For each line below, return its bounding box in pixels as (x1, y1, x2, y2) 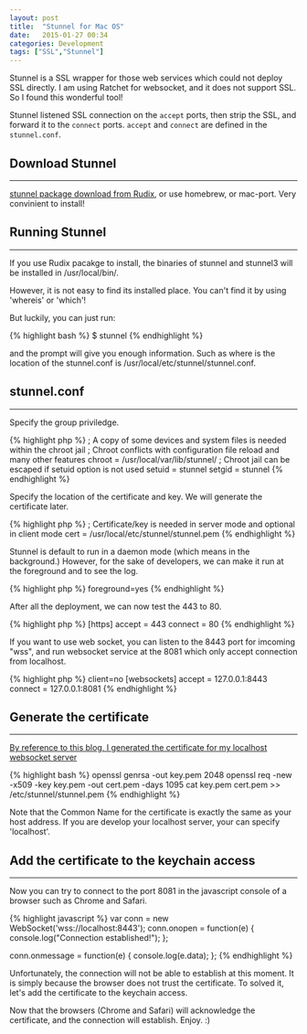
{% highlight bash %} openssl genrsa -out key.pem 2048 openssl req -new (9, 770, 292, 781)
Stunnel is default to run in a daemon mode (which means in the (9, 546, 250, 557)
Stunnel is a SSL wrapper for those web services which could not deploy (9, 72, 283, 83)
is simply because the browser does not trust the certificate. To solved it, (9, 977, 285, 988)
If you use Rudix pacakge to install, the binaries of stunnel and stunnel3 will (9, 257, 293, 268)
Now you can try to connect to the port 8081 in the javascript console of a (9, 886, 288, 897)
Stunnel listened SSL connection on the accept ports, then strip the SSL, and (9, 110, 297, 121)
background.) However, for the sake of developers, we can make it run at (9, 555, 285, 567)
